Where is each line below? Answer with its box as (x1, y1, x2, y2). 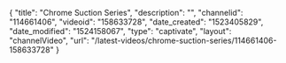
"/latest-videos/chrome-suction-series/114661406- (91, 35, 277, 45)
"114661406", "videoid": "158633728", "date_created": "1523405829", (9, 17, 264, 27)
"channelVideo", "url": (9, 35, 90, 45)
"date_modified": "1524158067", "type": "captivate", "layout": (9, 26, 232, 36)
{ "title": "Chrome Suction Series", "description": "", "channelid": (9, 8, 243, 17)
